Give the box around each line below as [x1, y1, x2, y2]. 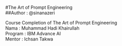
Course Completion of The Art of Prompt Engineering [5, 20, 117, 26]
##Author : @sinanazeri [5, 10, 55, 16]
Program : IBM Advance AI [5, 31, 61, 36]
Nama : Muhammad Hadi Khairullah [5, 25, 80, 31]
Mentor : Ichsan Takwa [5, 36, 54, 42]
